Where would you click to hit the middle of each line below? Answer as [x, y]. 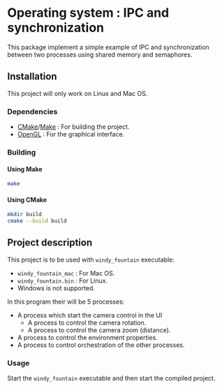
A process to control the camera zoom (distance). [99, 330]
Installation [32, 77]
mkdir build [24, 215]
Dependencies [32, 111]
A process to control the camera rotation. [87, 323]
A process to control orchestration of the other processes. [101, 345]
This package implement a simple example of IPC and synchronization [108, 47]
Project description [50, 243]
